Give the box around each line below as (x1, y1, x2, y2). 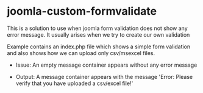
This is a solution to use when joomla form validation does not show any (7, 24, 188, 32)
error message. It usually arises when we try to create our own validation (7, 31, 190, 38)
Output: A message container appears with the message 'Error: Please (15, 73, 193, 80)
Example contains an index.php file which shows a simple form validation (7, 43, 191, 50)
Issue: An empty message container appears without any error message (15, 61, 198, 69)
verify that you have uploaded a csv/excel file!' (15, 80, 134, 87)
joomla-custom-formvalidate (7, 4, 157, 18)
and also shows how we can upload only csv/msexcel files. (7, 49, 155, 56)
